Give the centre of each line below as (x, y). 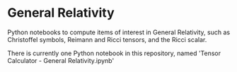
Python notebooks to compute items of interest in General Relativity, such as (119, 32)
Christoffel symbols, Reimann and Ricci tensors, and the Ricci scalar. (107, 39)
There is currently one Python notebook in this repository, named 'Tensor (114, 53)
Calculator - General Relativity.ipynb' (61, 60)
